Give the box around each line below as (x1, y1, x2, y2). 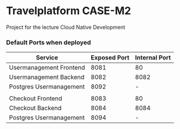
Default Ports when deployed (6, 38, 91, 47)
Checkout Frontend (9, 94, 63, 102)
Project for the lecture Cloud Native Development (6, 24, 125, 31)
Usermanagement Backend (9, 73, 85, 81)
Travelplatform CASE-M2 (6, 4, 131, 18)
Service (36, 54, 58, 62)
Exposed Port (91, 54, 129, 62)
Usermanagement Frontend (9, 64, 85, 72)
